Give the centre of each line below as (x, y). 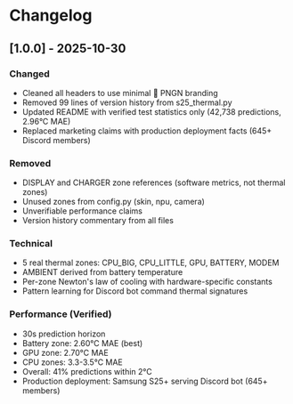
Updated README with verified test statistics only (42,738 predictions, (152, 111)
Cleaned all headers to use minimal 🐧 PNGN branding (120, 93)
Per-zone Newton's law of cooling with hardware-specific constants (147, 282)
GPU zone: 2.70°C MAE (65, 352)
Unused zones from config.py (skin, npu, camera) (113, 202)
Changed (30, 74)
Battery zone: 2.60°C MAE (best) (82, 343)
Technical (31, 244)
